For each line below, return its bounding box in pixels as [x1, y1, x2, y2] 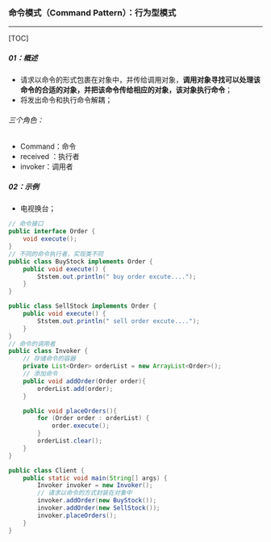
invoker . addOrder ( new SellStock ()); [37, 504, 161, 512]
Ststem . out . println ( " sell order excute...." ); [37, 317, 200, 325]
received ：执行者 [19, 152, 80, 162]
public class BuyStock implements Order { [8, 257, 153, 266]
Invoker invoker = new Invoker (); [37, 481, 153, 489]
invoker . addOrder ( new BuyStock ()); [37, 497, 157, 505]
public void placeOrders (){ [23, 406, 117, 415]
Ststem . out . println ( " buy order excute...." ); [37, 272, 197, 280]
